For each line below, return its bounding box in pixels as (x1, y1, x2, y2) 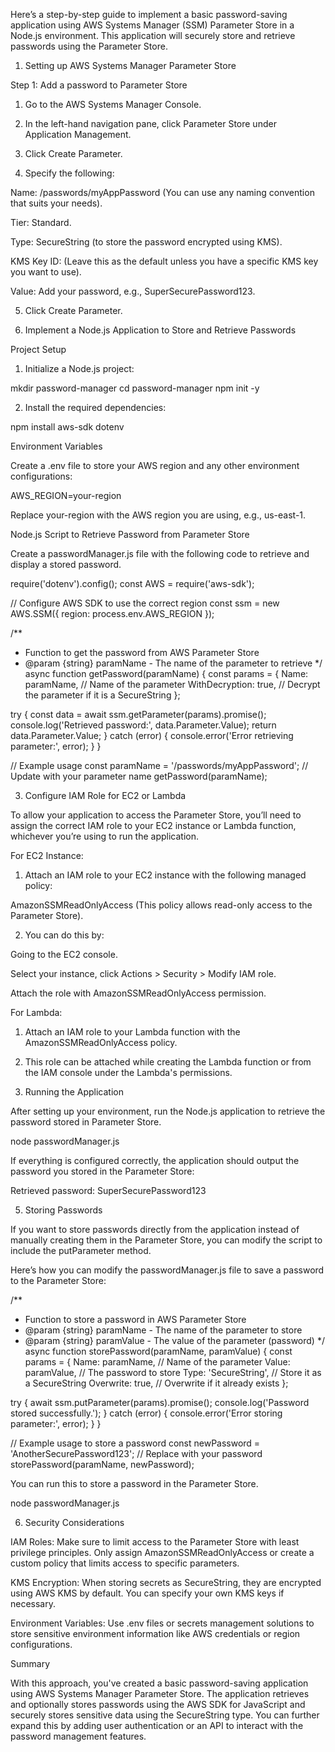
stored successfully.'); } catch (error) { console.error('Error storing (10, 1407, 283, 1419)
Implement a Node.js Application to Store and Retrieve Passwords (24, 324, 297, 336)
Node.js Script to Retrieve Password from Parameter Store (10, 529, 250, 540)
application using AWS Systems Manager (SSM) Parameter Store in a (10, 19, 295, 31)
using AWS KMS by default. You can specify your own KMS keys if (10, 1587, 285, 1599)
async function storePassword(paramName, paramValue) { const (24, 1345, 293, 1357)
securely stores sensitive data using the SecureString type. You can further (10, 1709, 320, 1721)
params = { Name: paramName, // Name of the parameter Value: (24, 1356, 291, 1368)
